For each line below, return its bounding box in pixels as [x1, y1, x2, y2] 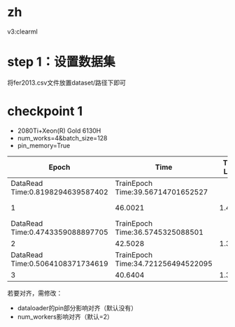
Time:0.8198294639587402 [10, 187, 108, 196]
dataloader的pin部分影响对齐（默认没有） [17, 303, 138, 312]
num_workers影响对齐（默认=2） [17, 312, 114, 321]
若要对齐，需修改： [7, 289, 63, 297]
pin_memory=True [17, 141, 71, 150]
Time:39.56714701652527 [115, 187, 208, 196]
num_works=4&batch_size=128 [17, 133, 108, 142]
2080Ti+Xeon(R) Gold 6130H [17, 126, 101, 135]
